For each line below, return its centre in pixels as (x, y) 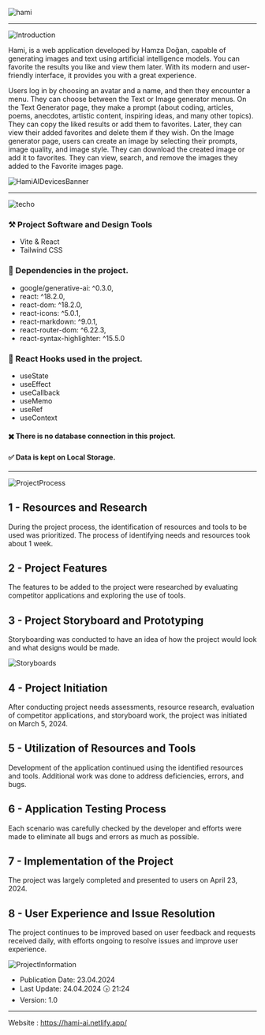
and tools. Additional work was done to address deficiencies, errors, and (126, 776)
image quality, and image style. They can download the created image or (127, 149)
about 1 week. (31, 543)
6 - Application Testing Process (88, 809)
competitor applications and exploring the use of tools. (97, 595)
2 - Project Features (58, 568)
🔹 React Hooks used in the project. (76, 358)
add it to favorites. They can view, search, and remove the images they (123, 157)
